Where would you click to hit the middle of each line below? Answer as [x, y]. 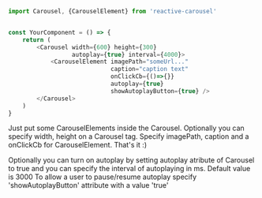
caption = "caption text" [150, 69]
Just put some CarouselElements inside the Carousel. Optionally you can [126, 128]
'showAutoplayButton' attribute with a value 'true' [88, 185]
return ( [37, 39]
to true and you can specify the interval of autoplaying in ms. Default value [129, 169]
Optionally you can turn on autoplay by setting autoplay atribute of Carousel [131, 160]
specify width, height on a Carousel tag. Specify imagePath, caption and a [129, 136]
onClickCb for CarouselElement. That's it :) [78, 145]
